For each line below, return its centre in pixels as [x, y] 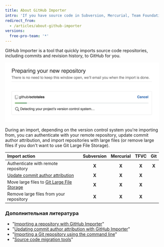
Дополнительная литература [42, 213]
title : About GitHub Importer [36, 10]
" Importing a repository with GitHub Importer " [58, 224]
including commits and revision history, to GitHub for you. [63, 56]
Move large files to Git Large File [40, 182]
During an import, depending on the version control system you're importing [82, 130]
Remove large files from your [36, 194]
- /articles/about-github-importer [46, 26]
